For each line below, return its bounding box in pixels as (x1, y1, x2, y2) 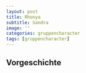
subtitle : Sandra (6, 19, 49, 25)
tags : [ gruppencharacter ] (6, 36, 70, 42)
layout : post (6, 8, 38, 15)
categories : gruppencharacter (6, 31, 81, 36)
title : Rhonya (6, 14, 41, 20)
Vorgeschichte (6, 58, 62, 68)
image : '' (6, 25, 31, 31)
